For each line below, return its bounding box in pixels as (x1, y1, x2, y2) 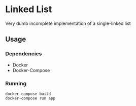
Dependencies (5, 50, 42, 57)
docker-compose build (5, 91, 51, 96)
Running (5, 80, 27, 87)
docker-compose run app (5, 95, 56, 101)
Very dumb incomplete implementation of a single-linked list (5, 20, 131, 26)
